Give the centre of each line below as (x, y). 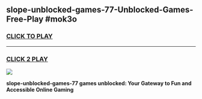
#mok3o (61, 19)
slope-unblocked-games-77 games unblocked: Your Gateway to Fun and (99, 83)
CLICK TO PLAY (29, 37)
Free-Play (25, 19)
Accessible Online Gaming (40, 89)
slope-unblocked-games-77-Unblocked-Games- (100, 10)
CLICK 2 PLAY (27, 59)
